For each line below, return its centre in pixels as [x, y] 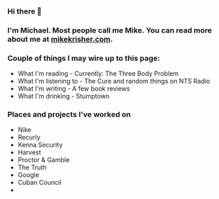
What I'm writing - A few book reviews [74, 89]
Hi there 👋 [25, 11]
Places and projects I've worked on [69, 115]
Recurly [29, 137]
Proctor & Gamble [43, 160]
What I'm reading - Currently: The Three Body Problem [98, 74]
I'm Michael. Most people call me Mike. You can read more [110, 30]
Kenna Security [40, 145]
